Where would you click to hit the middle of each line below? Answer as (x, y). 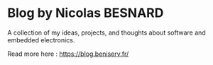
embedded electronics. (41, 40)
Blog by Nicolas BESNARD (86, 13)
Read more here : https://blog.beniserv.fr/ (68, 54)
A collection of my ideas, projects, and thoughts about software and (106, 32)
